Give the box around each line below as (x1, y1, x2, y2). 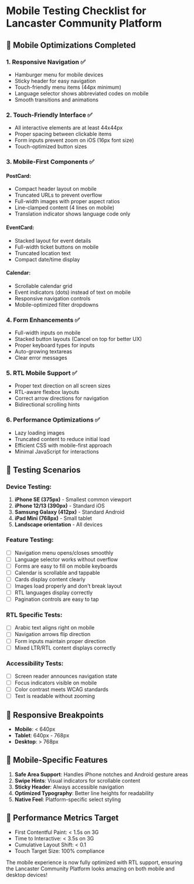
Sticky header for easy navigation (14, 77, 96, 84)
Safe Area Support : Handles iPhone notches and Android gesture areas (14, 770, 189, 778)
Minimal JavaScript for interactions (14, 448, 99, 455)
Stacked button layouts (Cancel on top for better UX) (14, 336, 142, 342)
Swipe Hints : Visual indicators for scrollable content (14, 777, 141, 784)
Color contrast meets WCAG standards (14, 686, 108, 693)
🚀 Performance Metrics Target (6, 813, 119, 823)
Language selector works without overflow (14, 555, 118, 563)
